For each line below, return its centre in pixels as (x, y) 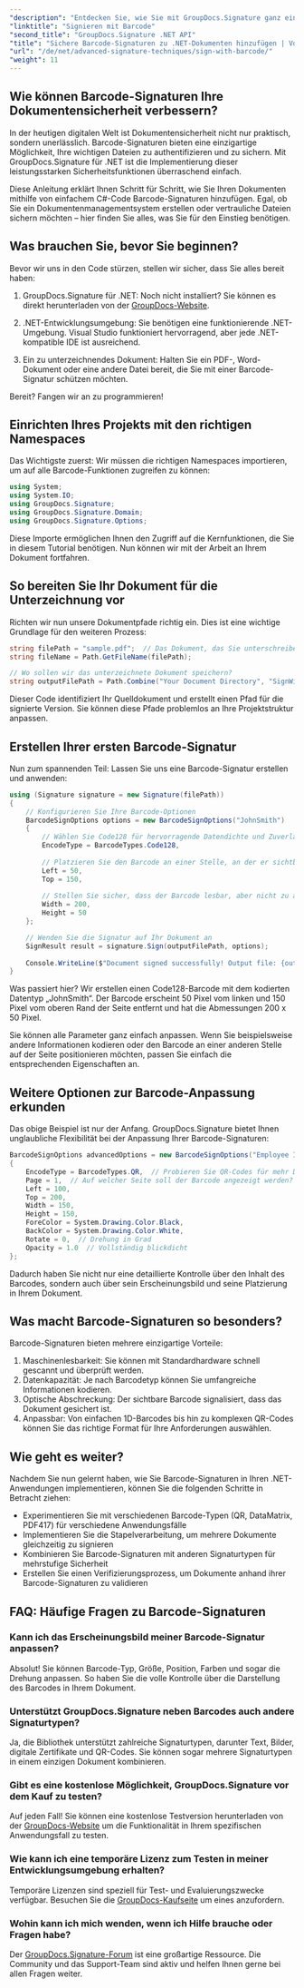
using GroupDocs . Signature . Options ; (78, 521)
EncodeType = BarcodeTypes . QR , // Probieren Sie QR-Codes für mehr (157, 1171)
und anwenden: (38, 778)
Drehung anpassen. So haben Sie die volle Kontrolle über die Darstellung (145, 1678)
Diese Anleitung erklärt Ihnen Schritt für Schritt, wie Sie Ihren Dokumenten (148, 189)
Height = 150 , (52, 1214)
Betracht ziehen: (40, 1498)
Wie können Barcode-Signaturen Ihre (117, 97)
